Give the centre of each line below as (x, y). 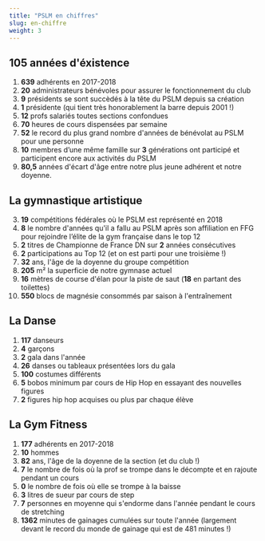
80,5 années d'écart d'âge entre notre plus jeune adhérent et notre (131, 167)
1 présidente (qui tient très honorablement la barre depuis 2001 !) (127, 108)
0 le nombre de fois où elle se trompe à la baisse (101, 486)
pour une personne (52, 141)
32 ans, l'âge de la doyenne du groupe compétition (105, 262)
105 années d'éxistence (69, 63)
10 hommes (40, 452)
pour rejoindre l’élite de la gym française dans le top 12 (111, 237)
